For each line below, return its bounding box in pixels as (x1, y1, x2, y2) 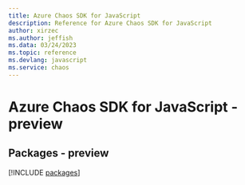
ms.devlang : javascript (8, 57, 88, 65)
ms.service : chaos (8, 64, 69, 72)
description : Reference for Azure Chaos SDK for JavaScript (8, 19, 213, 27)
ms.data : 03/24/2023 (8, 41, 77, 49)
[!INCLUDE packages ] (8, 167, 81, 177)
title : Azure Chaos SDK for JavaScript (8, 11, 141, 20)
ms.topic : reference (8, 49, 77, 57)
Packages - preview (8, 147, 109, 160)
